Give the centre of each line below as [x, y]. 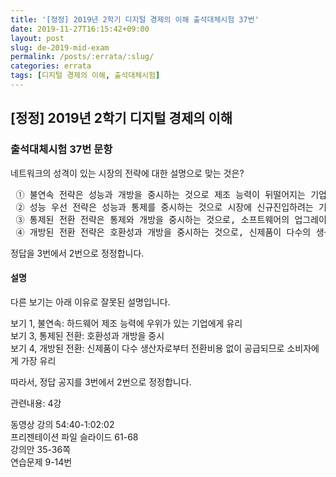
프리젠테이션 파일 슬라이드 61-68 [74, 437]
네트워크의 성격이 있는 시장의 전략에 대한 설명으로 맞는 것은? [127, 173]
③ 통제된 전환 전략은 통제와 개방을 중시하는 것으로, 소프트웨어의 [152, 219]
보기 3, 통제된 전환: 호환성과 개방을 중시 [87, 335]
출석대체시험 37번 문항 [61, 149]
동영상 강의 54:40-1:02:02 [62, 424]
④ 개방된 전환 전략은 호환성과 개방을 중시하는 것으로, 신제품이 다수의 [163, 232]
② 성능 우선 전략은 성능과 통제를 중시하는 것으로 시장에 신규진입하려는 [164, 207]
